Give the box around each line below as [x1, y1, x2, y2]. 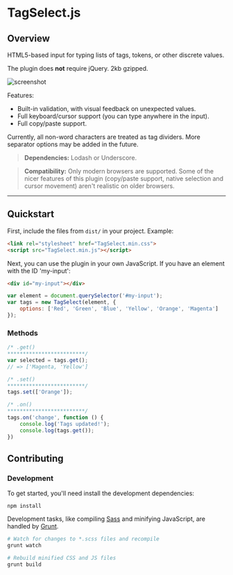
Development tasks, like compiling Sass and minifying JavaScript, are [7, 515, 206, 523]
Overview [7, 33, 51, 44]
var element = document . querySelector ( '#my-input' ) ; [7, 293, 163, 300]
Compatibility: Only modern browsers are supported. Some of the [24, 167, 214, 175]
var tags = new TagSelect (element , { [7, 299, 116, 306]
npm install [7, 503, 42, 510]
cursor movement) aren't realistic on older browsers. [24, 182, 175, 190]
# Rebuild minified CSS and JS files [7, 555, 116, 562]
